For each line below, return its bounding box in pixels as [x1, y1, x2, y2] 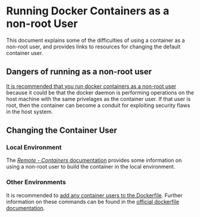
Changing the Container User [6, 126, 118, 136]
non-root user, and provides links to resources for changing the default [6, 43, 181, 50]
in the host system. [6, 108, 53, 115]
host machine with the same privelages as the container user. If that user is [6, 95, 191, 102]
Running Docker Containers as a [6, 4, 170, 18]
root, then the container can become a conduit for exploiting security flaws [6, 102, 190, 109]
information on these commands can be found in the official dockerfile [6, 198, 180, 205]
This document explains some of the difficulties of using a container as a [6, 36, 185, 44]
